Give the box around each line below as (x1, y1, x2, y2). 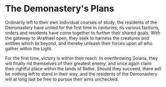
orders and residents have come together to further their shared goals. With (5, 30, 161, 36)
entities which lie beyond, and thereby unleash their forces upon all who (5, 40, 153, 46)
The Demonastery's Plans (5, 3, 114, 14)
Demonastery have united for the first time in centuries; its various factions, (5, 24, 160, 30)
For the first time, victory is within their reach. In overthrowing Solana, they (5, 55, 158, 61)
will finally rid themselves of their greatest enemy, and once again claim (5, 60, 152, 66)
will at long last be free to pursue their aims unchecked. (5, 76, 119, 82)
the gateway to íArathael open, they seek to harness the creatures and (5, 35, 149, 41)
